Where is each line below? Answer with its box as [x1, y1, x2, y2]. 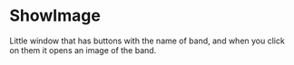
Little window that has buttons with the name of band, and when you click [9, 35, 286, 46]
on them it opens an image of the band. [9, 44, 157, 55]
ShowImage [9, 5, 102, 26]
